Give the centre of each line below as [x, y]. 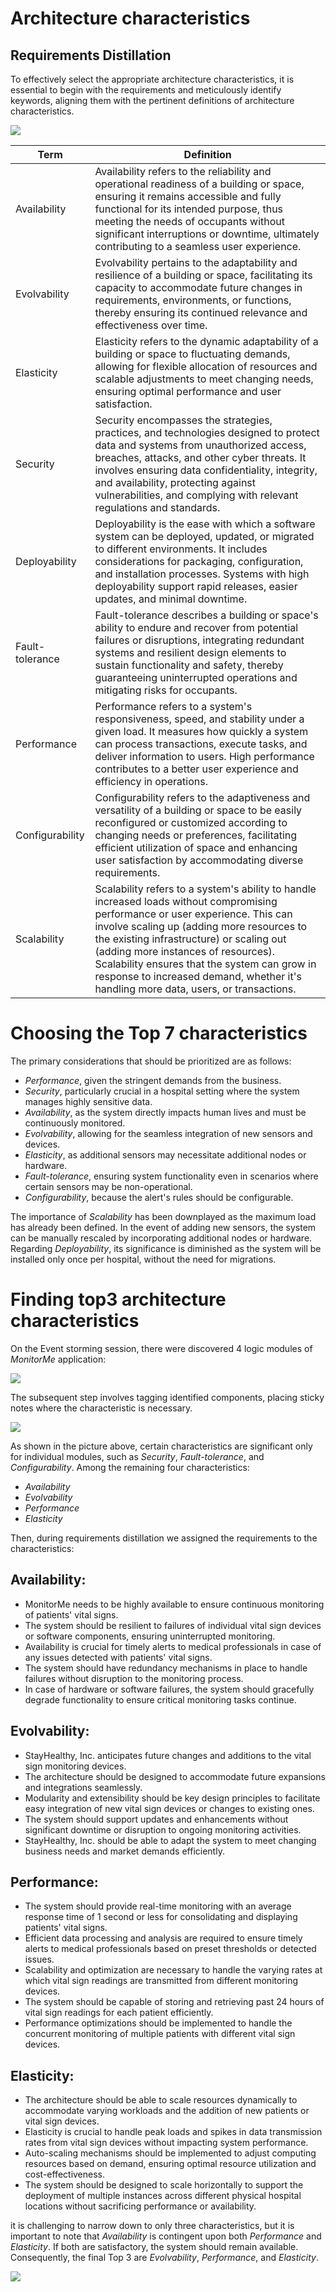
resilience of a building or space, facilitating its [203, 275]
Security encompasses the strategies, [183, 420]
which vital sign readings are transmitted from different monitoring [161, 1981]
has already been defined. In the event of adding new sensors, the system [163, 1227]
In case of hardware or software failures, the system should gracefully [169, 1689]
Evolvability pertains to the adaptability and [196, 262]
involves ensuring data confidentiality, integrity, [206, 470]
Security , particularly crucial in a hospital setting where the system [162, 1091]
